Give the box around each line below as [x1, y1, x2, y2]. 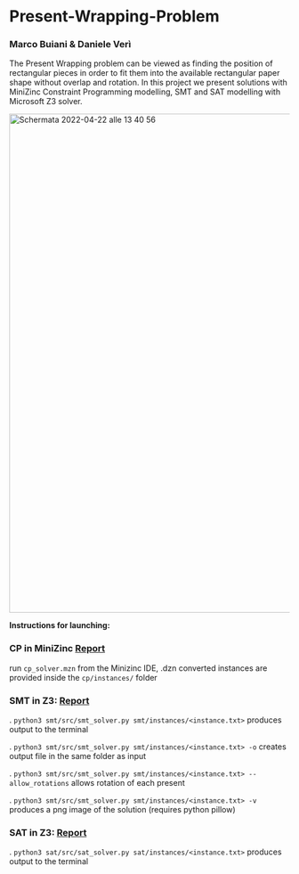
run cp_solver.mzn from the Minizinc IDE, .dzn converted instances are [9, 662, 268, 674]
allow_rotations [9, 780, 69, 788]
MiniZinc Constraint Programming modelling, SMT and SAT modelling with [9, 86, 281, 97]
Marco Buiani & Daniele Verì [9, 38, 132, 51]
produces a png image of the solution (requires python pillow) [9, 805, 236, 815]
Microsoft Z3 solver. [9, 96, 83, 107]
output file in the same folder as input [9, 751, 147, 762]
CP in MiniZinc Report [9, 642, 105, 655]
